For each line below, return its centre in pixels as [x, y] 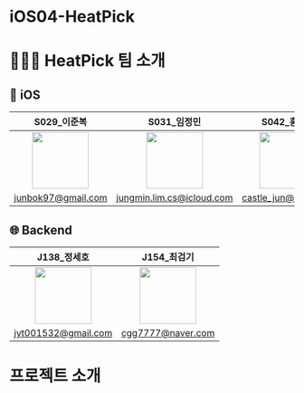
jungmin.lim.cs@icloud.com [175, 198]
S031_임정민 [175, 122]
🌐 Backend [41, 230]
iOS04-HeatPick [72, 17]
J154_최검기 [168, 257]
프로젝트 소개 [55, 376]
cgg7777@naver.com [168, 333]
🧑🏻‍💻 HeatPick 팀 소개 [87, 61]
